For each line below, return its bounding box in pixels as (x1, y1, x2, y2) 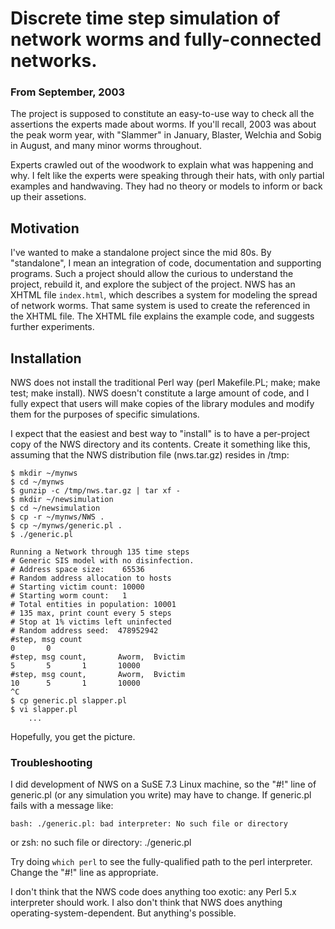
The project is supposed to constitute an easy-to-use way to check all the (10, 108, 315, 120)
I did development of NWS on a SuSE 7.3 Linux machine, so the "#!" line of (10, 778, 317, 791)
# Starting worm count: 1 (10, 591, 128, 601)
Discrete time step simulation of (10, 7, 281, 30)
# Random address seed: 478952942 (10, 626, 159, 636)
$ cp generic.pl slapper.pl (10, 696, 128, 706)
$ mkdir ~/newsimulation (10, 495, 114, 505)
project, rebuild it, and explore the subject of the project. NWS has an (10, 278, 296, 291)
